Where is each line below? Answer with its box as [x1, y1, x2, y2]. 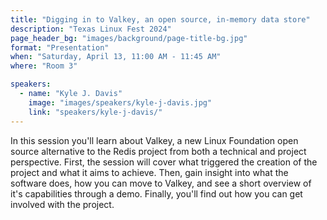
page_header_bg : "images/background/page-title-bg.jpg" [10, 33, 248, 43]
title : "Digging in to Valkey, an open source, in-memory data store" [10, 14, 311, 25]
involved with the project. [10, 198, 115, 210]
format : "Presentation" [10, 42, 110, 53]
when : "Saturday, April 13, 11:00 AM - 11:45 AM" [10, 52, 222, 62]
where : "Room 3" [10, 61, 78, 71]
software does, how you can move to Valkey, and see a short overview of [10, 177, 312, 189]
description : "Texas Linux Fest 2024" [10, 24, 172, 34]
